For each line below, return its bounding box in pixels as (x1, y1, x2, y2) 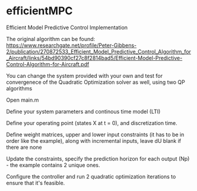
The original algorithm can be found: (6, 35, 96, 42)
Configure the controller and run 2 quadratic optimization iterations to (6, 173, 176, 180)
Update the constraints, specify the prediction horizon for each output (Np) (6, 155, 190, 162)
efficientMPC (6, 4, 73, 18)
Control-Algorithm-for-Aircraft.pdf (6, 61, 90, 68)
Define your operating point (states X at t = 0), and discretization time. (6, 119, 178, 126)
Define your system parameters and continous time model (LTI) (6, 108, 161, 115)
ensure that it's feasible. (6, 179, 65, 186)
